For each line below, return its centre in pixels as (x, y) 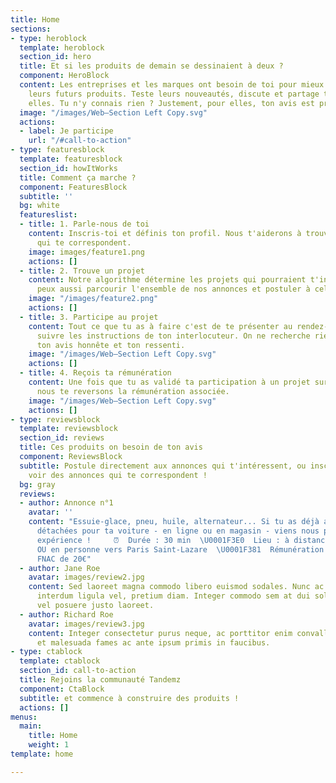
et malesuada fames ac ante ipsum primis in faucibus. (153, 642)
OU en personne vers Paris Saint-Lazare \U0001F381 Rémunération (180, 549)
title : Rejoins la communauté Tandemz (100, 680)
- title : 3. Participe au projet (89, 317)
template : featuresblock (71, 159)
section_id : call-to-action (78, 671)
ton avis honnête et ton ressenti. (111, 345)
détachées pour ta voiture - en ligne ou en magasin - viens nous (178, 531)
